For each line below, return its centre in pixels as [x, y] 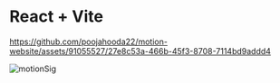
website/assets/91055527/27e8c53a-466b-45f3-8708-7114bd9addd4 [140, 51]
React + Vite [57, 17]
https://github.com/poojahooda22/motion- [88, 41]
